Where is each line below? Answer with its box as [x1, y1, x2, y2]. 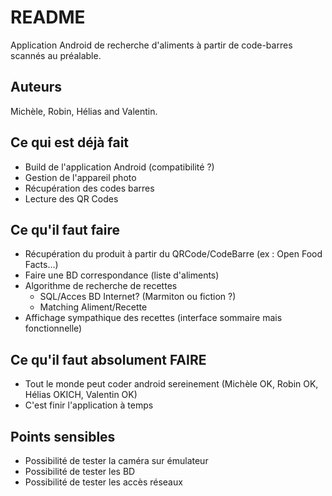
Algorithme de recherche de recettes [24, 280, 178, 292]
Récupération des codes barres [24, 182, 155, 194]
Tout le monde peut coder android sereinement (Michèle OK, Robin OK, [24, 378, 319, 390]
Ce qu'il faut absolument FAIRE [10, 351, 207, 368]
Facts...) [24, 259, 59, 271]
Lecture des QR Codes [24, 192, 119, 205]
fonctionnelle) [24, 322, 83, 335]
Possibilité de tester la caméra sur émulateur [24, 455, 209, 466]
